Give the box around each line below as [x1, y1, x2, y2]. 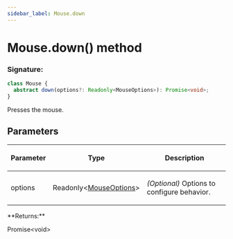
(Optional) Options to [146, 178, 216, 188]
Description [164, 153, 205, 162]
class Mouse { [7, 80, 49, 87]
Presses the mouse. [7, 105, 64, 114]
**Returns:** [7, 211, 46, 220]
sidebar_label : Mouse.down [7, 10, 85, 17]
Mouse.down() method [7, 39, 142, 55]
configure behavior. [146, 187, 211, 197]
